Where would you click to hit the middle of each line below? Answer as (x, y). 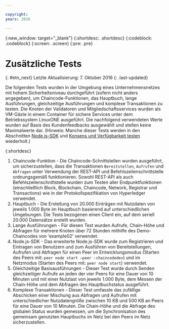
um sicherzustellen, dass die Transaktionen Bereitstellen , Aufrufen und (88, 166)
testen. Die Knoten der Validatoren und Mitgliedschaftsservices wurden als (83, 109)
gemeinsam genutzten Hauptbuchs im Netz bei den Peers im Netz (81, 317)
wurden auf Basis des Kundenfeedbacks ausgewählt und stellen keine (78, 125)
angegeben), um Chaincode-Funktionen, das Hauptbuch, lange (71, 98)
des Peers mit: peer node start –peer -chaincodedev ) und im (76, 258)
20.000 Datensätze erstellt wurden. (49, 220)
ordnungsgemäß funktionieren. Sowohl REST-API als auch (73, 177)
